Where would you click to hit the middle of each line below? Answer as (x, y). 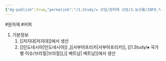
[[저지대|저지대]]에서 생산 (44, 41)
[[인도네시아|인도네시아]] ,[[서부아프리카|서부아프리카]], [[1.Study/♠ (84, 47)
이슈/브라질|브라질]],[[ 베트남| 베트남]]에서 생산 (70, 53)
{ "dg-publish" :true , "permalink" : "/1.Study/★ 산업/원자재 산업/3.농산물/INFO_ (82, 10)
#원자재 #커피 (19, 24)
